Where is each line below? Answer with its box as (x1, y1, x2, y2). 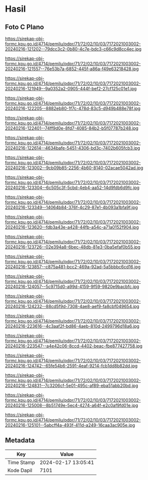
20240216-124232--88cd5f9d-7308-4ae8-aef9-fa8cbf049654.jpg (5, 304, 140, 309)
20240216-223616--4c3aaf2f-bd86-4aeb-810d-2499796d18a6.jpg (5, 323, 140, 329)
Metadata (5, 436, 35, 444)
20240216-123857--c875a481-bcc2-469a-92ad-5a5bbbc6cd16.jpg (5, 264, 141, 269)
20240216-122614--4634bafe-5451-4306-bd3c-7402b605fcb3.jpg (5, 145, 140, 151)
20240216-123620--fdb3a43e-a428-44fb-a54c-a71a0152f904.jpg (5, 224, 139, 230)
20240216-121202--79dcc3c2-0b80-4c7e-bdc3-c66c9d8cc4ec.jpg (5, 46, 142, 52)
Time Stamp (7, 459, 35, 466)
